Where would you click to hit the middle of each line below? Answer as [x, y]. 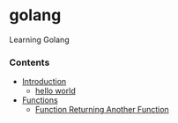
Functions [40, 100]
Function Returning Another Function [102, 110]
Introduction [44, 82]
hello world [56, 91]
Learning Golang [39, 40]
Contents [30, 62]
